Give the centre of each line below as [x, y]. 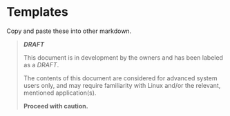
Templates [37, 12]
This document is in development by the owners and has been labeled [123, 57]
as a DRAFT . [41, 65]
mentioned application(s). [60, 93]
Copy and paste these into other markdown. [69, 31]
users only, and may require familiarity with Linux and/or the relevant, [122, 85]
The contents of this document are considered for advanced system [120, 78]
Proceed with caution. [56, 106]
